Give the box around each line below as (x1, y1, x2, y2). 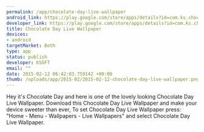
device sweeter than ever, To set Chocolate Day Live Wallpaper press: (6, 106, 182, 113)
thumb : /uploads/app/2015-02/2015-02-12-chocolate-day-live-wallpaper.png (6, 76, 200, 82)
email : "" (6, 65, 32, 71)
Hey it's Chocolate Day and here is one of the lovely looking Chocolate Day (6, 93, 194, 101)
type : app (6, 48, 32, 54)
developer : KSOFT (6, 59, 50, 65)
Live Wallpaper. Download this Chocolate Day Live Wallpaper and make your (6, 99, 197, 107)
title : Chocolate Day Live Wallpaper (6, 25, 102, 32)
